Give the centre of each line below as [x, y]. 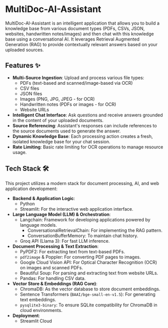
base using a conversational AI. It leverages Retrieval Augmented [72, 39]
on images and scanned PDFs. [51, 267]
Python [27, 204]
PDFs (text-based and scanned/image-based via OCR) [76, 83]
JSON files [31, 93]
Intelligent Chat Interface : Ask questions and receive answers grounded [88, 115]
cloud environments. [41, 310]
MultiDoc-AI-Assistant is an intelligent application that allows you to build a [82, 23]
